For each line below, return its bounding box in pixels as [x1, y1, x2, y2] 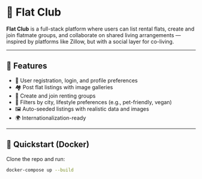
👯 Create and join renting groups [14, 92, 96, 99]
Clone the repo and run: [6, 155, 65, 162]
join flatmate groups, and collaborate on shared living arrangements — [6, 31, 182, 38]
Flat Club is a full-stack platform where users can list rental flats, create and [6, 25, 195, 32]
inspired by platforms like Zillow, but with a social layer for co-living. [6, 38, 174, 45]
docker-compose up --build [6, 167, 74, 173]
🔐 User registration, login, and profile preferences [14, 77, 138, 84]
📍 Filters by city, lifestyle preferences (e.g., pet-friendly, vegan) [14, 98, 173, 105]
